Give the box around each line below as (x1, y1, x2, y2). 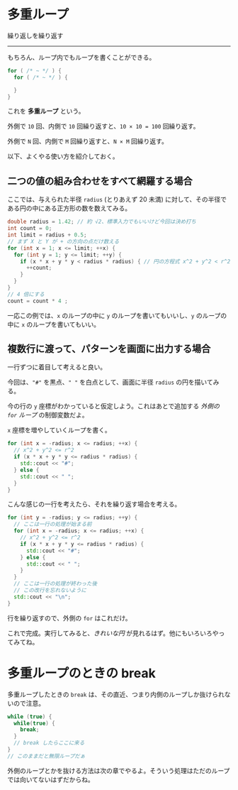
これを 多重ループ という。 (7, 107, 85, 116)
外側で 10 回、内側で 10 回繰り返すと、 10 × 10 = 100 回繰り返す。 (7, 122, 200, 131)
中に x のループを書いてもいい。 (7, 320, 101, 329)
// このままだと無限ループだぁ (7, 752, 86, 759)
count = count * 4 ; (7, 297, 69, 305)
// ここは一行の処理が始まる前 (13, 521, 92, 528)
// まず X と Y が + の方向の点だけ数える (7, 238, 120, 245)
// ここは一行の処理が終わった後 (13, 580, 98, 588)
